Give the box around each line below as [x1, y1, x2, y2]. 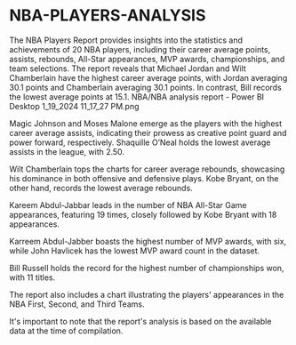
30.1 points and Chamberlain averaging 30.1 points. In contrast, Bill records [9, 82, 282, 92]
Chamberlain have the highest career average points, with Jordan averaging [9, 72, 288, 83]
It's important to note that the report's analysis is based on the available [9, 316, 272, 326]
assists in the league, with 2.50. [9, 146, 125, 156]
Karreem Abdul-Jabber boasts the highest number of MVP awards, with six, [9, 236, 287, 246]
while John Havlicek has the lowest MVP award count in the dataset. [9, 245, 260, 256]
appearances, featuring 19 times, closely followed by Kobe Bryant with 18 [9, 209, 277, 220]
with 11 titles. [9, 272, 56, 283]
